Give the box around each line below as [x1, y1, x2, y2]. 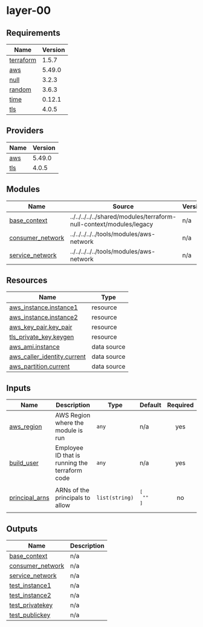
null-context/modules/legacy [70, 220, 153, 228]
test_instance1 [9, 582, 51, 590]
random [9, 85, 31, 94]
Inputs [6, 382, 31, 393]
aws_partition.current [9, 363, 70, 371]
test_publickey [9, 611, 51, 619]
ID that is [55, 451, 80, 460]
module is [55, 426, 83, 435]
